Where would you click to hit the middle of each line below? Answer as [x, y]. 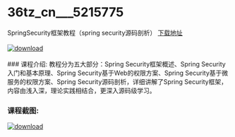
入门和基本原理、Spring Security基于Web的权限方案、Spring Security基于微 [117, 73]
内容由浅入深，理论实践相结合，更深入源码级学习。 [82, 90]
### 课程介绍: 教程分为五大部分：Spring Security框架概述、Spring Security [116, 64]
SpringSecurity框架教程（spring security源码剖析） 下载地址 [95, 32]
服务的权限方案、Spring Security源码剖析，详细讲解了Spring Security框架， [117, 81]
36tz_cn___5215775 [66, 12]
